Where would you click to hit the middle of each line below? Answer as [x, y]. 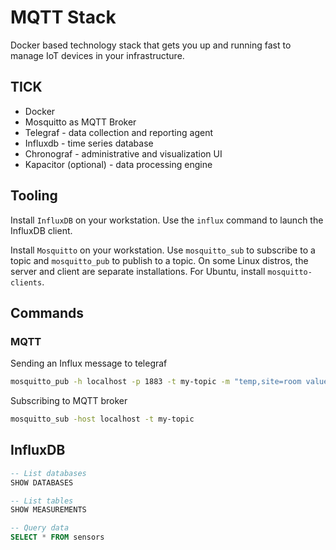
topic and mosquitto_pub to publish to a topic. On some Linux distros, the [159, 260]
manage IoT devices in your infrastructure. [97, 55]
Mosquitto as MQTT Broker [80, 122]
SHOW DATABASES [42, 482]
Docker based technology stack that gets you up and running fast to [151, 45]
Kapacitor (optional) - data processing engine [118, 164]
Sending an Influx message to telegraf [89, 363]
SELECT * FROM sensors [57, 537]
